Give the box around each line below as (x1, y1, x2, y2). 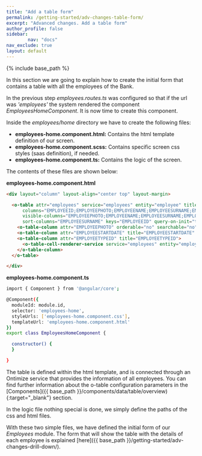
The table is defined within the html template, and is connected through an (6, 368, 191, 375)
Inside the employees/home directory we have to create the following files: (6, 119, 191, 126)
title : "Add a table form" (6, 8, 74, 15)
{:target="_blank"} (6, 394, 52, 401)
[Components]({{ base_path (6, 387, 76, 395)
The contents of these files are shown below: (6, 167, 118, 175)
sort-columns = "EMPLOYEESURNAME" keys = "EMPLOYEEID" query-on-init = (22, 219, 192, 225)
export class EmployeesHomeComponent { (6, 330, 106, 336)
